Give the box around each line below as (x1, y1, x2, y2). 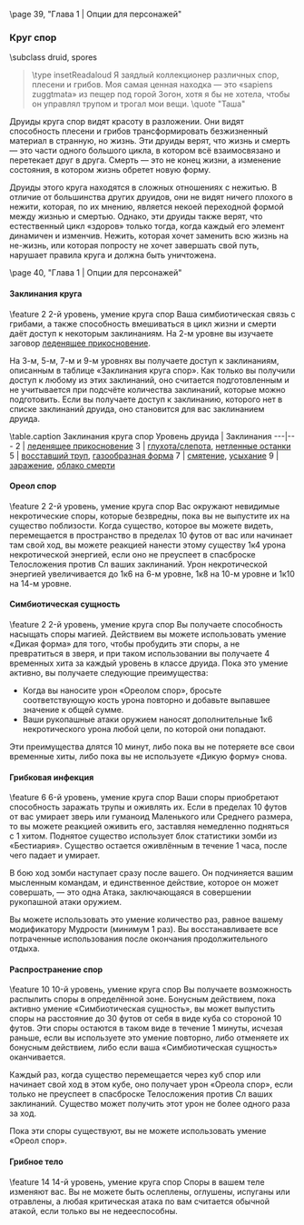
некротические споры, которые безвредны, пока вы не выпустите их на (9, 510, 290, 521)
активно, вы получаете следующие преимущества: (9, 667, 209, 678)
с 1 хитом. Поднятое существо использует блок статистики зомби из (9, 830, 278, 841)
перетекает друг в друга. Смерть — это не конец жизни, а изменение (9, 155, 281, 166)
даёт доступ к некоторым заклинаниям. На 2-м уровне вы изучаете (9, 327, 274, 338)
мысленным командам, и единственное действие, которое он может (9, 878, 279, 889)
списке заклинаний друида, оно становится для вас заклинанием (9, 403, 265, 414)
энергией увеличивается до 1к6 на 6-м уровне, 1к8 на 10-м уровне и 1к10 (9, 568, 295, 579)
